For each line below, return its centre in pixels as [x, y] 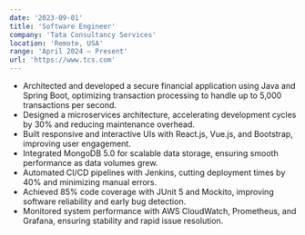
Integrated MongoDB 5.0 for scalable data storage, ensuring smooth [151, 153]
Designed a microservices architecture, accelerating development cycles [159, 115]
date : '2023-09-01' [46, 18]
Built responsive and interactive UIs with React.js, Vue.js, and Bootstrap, [158, 134]
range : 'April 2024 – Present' [69, 52]
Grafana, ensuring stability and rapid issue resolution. [123, 220]
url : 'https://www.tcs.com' [63, 60]
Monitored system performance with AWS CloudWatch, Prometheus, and [159, 211]
